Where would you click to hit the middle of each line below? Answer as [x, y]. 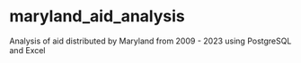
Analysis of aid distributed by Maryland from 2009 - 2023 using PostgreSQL [150, 41]
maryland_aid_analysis [97, 16]
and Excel [27, 50]
